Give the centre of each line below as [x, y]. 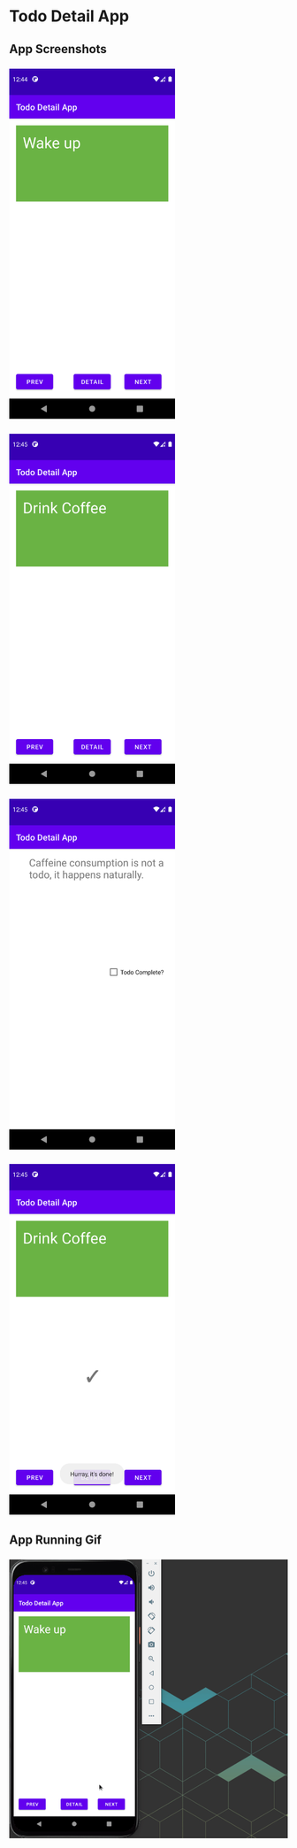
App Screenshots [58, 49]
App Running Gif [55, 1540]
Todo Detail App [69, 16]
